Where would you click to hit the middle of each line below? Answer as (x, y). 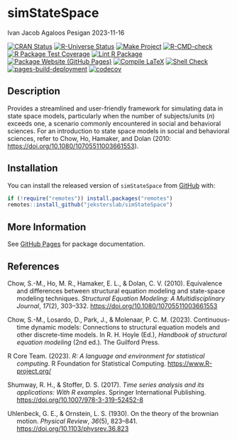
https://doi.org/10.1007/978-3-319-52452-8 (80, 400)
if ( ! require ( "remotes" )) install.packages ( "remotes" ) (90, 198)
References (33, 266)
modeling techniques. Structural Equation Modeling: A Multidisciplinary (121, 298)
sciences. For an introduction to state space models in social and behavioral (118, 131)
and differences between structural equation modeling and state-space (121, 290)
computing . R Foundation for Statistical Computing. (92, 363)
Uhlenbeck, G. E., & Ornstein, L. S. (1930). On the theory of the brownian (113, 413)
